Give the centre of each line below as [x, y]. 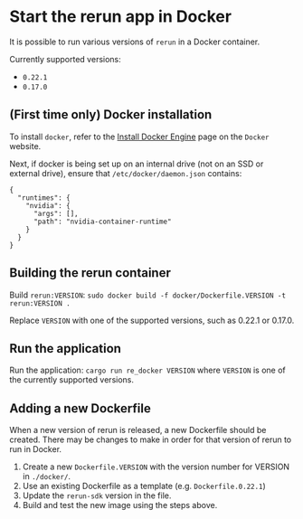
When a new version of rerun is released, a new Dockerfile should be [138, 430]
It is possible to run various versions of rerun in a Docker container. [135, 42]
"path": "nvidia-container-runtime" [102, 222]
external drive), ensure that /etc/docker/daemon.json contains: [126, 173]
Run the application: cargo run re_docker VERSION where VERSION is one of [148, 370]
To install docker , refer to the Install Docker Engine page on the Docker [139, 137]
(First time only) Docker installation [111, 115]
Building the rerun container [90, 273]
